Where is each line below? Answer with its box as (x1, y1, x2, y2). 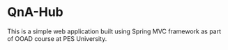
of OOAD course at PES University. (7, 34, 107, 42)
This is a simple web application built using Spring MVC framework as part (7, 27, 222, 35)
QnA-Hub (7, 4, 64, 20)
